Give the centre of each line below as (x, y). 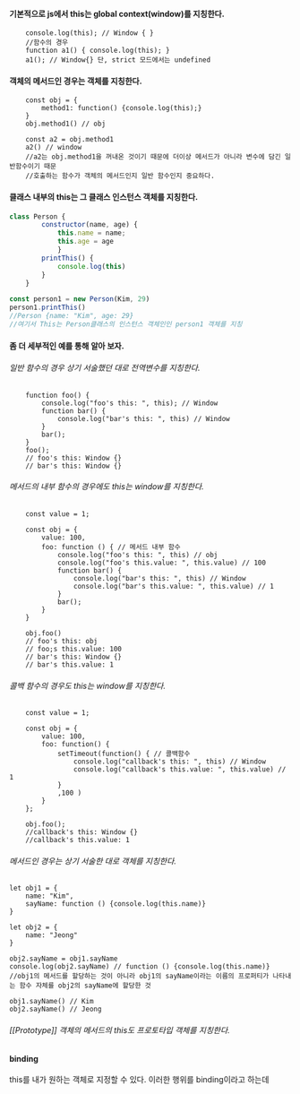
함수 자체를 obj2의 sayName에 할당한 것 (85, 986)
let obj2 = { (34, 927)
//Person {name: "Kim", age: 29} (72, 316)
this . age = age (86, 242)
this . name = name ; (91, 233)
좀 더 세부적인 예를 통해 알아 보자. (67, 346)
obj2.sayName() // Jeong (56, 1009)
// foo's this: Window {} (74, 458)
